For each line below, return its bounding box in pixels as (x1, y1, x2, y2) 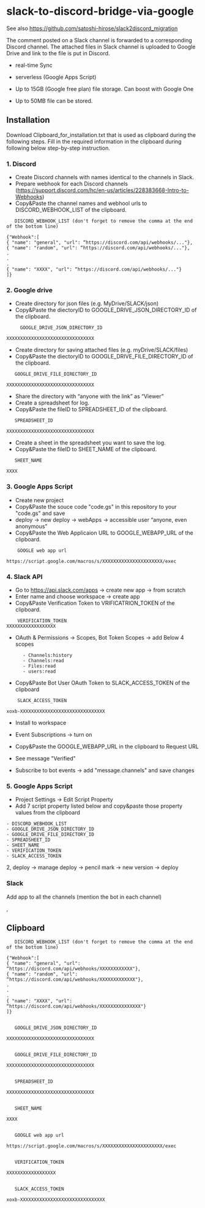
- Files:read (22, 663, 56, 669)
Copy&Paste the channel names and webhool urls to (15, 199, 147, 207)
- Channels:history (22, 652, 72, 658)
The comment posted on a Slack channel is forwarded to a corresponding (6, 36, 193, 44)
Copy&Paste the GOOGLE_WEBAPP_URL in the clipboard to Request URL (15, 743, 199, 750)
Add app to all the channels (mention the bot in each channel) (6, 893, 162, 900)
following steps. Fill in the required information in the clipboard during (6, 137, 182, 145)
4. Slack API (6, 572, 43, 581)
